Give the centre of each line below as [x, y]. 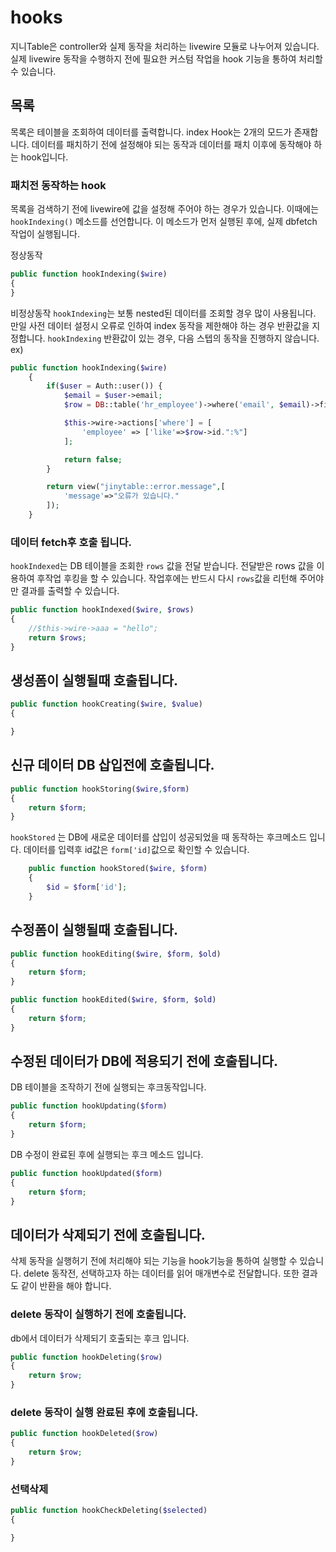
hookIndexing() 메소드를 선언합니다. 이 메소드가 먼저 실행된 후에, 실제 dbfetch [164, 222]
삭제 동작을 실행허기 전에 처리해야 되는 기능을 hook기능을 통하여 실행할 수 [154, 1261]
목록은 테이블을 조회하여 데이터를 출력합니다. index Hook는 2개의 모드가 [151, 132]
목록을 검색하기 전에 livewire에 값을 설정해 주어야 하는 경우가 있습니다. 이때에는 [165, 209]
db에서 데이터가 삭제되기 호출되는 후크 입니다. [100, 1338]
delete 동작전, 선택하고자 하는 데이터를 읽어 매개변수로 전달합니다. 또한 [161, 1273]
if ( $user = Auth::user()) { [104, 386]
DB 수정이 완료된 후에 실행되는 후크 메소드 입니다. [107, 1154]
